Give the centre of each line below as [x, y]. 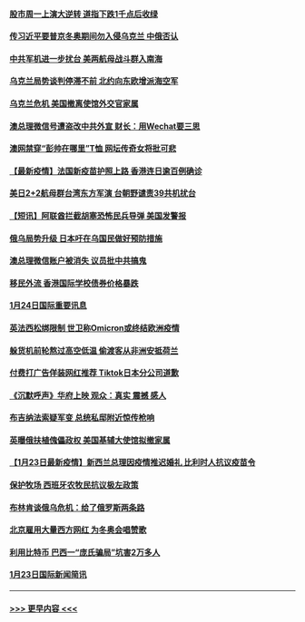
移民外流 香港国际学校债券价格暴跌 [74, 283]
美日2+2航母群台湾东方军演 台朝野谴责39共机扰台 [103, 193]
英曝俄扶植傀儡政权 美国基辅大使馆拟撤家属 [90, 440]
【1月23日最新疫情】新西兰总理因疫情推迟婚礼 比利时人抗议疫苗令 [133, 462]
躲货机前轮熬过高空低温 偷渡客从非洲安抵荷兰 [94, 350]
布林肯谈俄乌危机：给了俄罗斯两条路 [77, 507]
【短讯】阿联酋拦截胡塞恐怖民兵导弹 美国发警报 [98, 215]
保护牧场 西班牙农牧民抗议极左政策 [74, 485]
